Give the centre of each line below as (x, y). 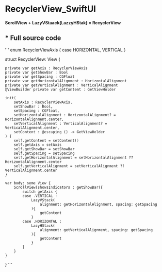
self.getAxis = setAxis (38, 145)
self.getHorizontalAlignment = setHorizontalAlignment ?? (73, 157)
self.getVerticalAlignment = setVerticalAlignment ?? (69, 166)
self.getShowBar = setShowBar (44, 149)
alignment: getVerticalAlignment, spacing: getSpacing (96, 230)
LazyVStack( (43, 200)
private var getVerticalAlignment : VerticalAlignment (62, 85)
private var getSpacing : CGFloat (40, 76)
